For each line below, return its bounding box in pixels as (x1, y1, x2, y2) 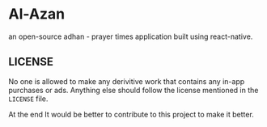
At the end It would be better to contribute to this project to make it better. (8, 109, 255, 119)
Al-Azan (8, 5, 66, 23)
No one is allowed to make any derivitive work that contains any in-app (8, 76, 245, 86)
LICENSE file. (8, 94, 49, 104)
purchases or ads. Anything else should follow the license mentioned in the (8, 85, 259, 95)
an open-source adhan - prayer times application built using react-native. (8, 32, 253, 41)
